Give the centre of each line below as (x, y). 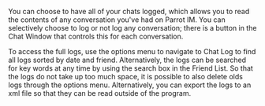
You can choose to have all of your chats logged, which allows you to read (129, 11)
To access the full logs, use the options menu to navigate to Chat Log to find (132, 51)
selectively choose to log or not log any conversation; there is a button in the (132, 28)
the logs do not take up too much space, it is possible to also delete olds (125, 77)
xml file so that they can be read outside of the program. (100, 93)
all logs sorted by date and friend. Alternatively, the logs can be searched (127, 60)
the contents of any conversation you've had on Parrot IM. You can (117, 20)
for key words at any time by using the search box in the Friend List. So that (131, 68)
